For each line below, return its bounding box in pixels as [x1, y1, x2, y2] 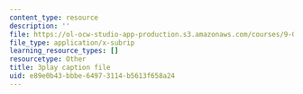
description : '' [9, 21, 70, 30]
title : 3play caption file [9, 64, 111, 73]
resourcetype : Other [9, 55, 87, 64]
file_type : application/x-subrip [9, 38, 135, 47]
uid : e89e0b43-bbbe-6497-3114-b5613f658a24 [9, 72, 176, 81]
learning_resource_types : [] [9, 47, 119, 56]
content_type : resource [9, 13, 99, 22]
